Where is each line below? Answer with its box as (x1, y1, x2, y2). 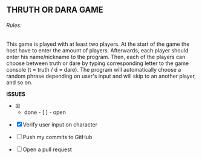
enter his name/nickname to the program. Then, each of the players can (6, 53, 186, 60)
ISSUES (6, 90, 26, 98)
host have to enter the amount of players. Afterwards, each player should (6, 46, 189, 54)
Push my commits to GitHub (22, 133, 93, 140)
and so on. (6, 78, 33, 86)
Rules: (6, 21, 22, 29)
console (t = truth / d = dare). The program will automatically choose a (6, 66, 181, 73)
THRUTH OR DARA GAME (6, 5, 103, 15)
